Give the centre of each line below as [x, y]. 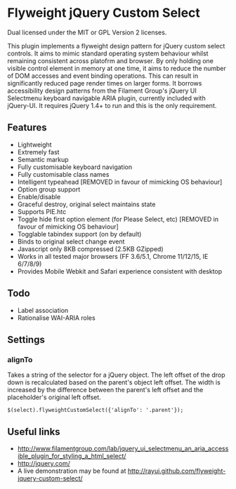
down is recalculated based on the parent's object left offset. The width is [114, 382]
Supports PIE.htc [42, 211]
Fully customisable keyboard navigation [74, 167]
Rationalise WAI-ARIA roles [57, 318]
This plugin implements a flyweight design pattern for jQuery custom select [116, 46]
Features [27, 128]
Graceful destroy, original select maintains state [86, 204]
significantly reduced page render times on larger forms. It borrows [105, 83]
